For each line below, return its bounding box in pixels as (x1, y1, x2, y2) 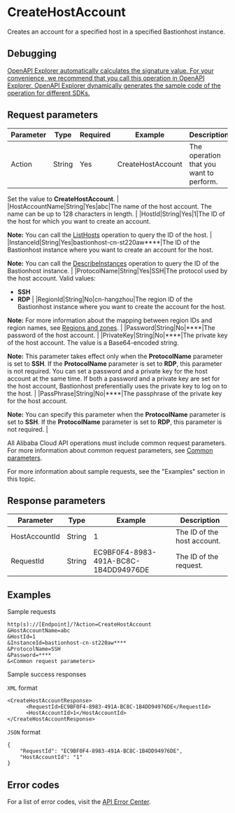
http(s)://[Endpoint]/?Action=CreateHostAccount (7, 621, 152, 628)
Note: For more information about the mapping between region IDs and (7, 316, 213, 324)
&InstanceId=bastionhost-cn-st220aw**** (7, 639, 127, 647)
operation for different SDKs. (7, 88, 90, 97)
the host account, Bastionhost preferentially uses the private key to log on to (7, 381, 227, 390)
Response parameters (7, 495, 106, 507)
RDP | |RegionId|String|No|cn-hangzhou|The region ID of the (17, 295, 194, 303)
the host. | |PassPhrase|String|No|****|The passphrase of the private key (7, 389, 222, 397)
